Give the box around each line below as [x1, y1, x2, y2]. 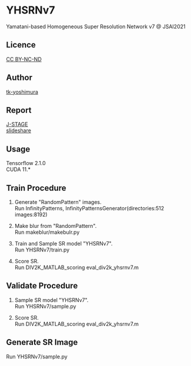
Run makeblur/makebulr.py [14, 229, 80, 236]
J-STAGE [6, 121, 28, 128]
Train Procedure [6, 183, 66, 193]
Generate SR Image [6, 337, 78, 347]
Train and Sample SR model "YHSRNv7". [14, 240, 113, 247]
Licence [6, 40, 36, 50]
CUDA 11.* [6, 166, 31, 173]
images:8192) [14, 211, 48, 218]
